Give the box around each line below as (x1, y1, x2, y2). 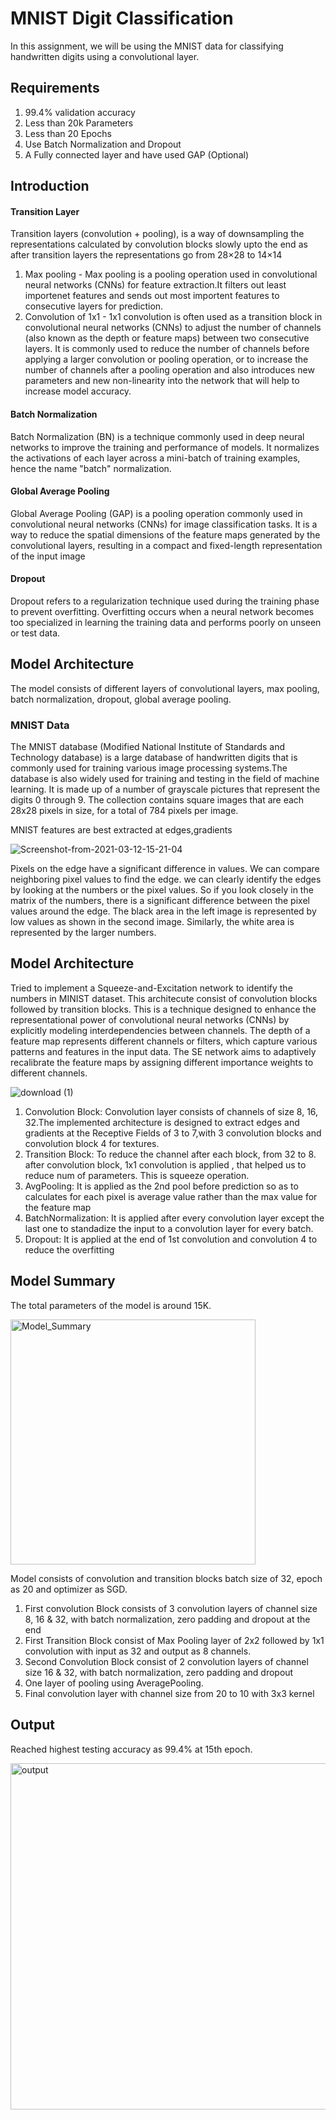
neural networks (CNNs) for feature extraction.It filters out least (24, 279, 287, 291)
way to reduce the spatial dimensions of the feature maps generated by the (10, 528, 321, 541)
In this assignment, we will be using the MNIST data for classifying (10, 40, 284, 52)
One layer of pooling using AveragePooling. (24, 1677, 204, 1689)
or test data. (10, 627, 61, 639)
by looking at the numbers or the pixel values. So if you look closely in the (10, 884, 314, 896)
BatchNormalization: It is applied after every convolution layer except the (24, 1212, 325, 1224)
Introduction (10, 178, 90, 195)
